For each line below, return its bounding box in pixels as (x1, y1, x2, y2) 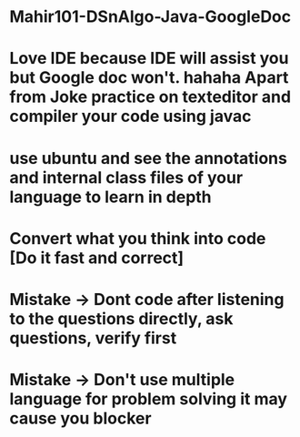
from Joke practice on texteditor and (9, 86, 292, 107)
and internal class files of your (9, 167, 244, 188)
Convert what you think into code (9, 228, 266, 249)
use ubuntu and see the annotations (9, 147, 288, 168)
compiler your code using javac (9, 107, 252, 127)
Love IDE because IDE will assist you (9, 48, 289, 69)
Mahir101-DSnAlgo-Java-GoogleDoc (9, 6, 292, 27)
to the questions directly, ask (9, 308, 234, 329)
